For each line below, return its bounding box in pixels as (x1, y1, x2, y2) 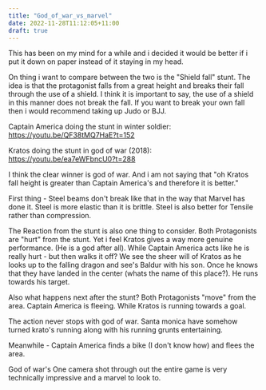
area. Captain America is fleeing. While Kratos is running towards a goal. (8, 301, 247, 311)
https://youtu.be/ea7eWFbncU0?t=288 (8, 154, 136, 164)
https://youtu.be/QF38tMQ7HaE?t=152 (8, 130, 135, 140)
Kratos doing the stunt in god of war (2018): (8, 145, 152, 156)
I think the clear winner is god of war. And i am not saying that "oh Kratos (8, 169, 249, 180)
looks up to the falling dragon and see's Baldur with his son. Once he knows (8, 261, 258, 270)
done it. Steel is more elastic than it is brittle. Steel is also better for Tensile (8, 202, 254, 212)
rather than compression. (8, 211, 92, 221)
